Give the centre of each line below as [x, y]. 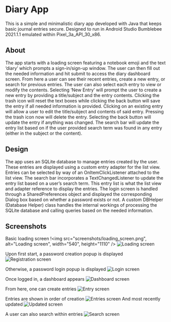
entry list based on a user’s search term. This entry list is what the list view [83, 183]
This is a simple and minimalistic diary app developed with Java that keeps [83, 23]
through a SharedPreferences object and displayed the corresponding [79, 194]
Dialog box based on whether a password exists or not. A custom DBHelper [84, 200]
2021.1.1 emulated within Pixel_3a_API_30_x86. [53, 34]
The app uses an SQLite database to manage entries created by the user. [82, 161]
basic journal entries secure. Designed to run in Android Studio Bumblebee [84, 29]
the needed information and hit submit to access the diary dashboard [78, 73]
